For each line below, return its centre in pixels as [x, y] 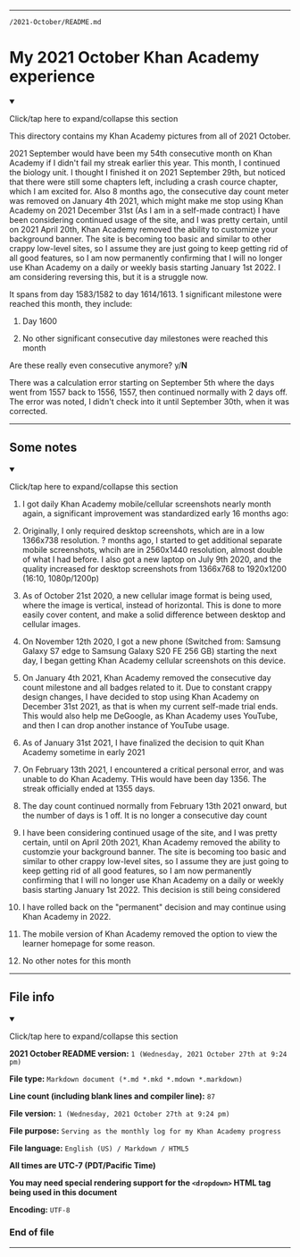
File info [32, 997]
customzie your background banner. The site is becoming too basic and [154, 852]
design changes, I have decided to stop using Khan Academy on [141, 696]
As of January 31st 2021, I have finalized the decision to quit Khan [143, 743]
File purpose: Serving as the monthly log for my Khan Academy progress [145, 1130]
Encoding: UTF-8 [40, 1210]
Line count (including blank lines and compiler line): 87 [112, 1096]
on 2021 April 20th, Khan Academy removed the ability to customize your [144, 229]
